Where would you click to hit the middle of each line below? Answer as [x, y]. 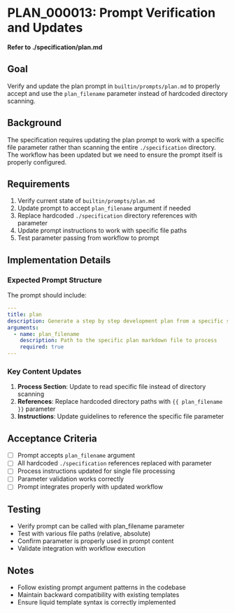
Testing [24, 509]
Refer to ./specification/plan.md [55, 47]
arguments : [23, 327]
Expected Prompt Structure [55, 280]
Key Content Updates [44, 371]
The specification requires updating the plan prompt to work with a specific [116, 140]
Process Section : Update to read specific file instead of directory [112, 387]
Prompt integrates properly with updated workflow [90, 487]
